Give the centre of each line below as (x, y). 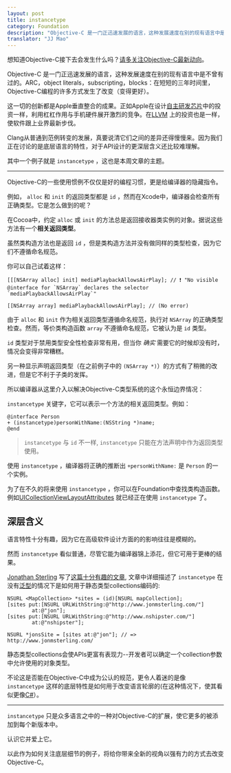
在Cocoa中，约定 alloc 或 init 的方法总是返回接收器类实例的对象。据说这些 (115, 220)
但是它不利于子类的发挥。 (55, 375)
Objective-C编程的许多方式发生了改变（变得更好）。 (80, 91)
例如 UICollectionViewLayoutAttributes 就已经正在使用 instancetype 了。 (109, 498)
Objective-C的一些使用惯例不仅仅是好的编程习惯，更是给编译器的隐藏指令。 (114, 182)
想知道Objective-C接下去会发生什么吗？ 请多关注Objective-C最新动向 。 (108, 60)
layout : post (26, 13)
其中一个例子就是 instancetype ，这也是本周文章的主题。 (88, 161)
